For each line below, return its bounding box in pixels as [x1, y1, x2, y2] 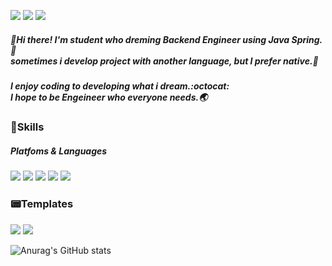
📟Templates [10, 197, 74, 211]
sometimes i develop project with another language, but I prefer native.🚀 [10, 55, 319, 67]
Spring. [291, 33, 323, 45]
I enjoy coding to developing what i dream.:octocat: [10, 80, 230, 92]
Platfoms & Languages [10, 145, 108, 157]
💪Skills [10, 120, 45, 134]
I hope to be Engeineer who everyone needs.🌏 [10, 91, 208, 103]
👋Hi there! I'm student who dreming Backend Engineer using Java [10, 33, 290, 45]
